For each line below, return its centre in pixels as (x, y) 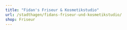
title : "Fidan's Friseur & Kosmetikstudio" (52, 10)
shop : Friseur (20, 19)
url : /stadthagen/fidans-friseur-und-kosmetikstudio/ (64, 15)
